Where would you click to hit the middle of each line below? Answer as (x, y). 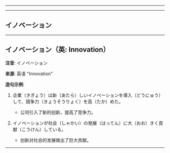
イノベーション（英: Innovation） (58, 50)
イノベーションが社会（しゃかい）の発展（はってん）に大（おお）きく (86, 123)
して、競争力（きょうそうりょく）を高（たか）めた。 (68, 101)
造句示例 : (15, 84)
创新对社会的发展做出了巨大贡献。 (56, 140)
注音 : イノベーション (27, 63)
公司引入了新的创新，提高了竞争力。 (58, 112)
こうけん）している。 (44, 129)
